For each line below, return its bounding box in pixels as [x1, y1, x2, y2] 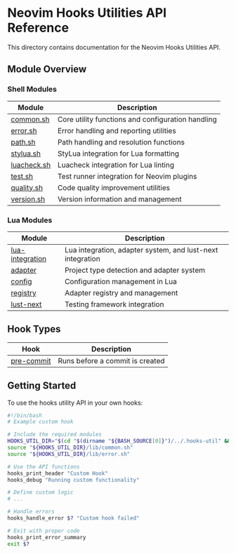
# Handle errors [7, 508, 55, 515]
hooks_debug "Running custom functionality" [7, 476, 140, 483]
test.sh [11, 171, 34, 181]
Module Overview [7, 63, 87, 75]
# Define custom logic [7, 489, 74, 496]
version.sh [11, 194, 46, 204]
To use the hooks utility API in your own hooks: [7, 398, 143, 407]
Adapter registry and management [64, 288, 178, 297]
